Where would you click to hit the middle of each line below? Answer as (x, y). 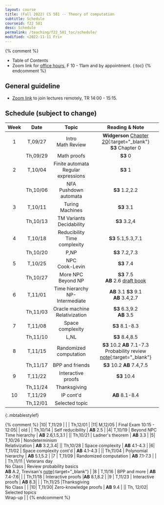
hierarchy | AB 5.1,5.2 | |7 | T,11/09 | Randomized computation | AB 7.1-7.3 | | (81, 456)
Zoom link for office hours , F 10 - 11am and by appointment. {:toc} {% (82, 65)
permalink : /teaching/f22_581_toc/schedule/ (51, 32)
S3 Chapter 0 (126, 147)
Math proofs (71, 156)
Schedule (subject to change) (51, 113)
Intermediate (72, 301)
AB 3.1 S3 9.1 (126, 291)
